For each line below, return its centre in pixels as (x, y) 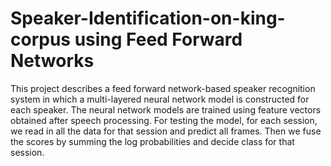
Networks (52, 61)
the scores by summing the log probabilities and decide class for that (152, 141)
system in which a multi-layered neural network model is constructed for (160, 99)
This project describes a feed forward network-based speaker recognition (163, 88)
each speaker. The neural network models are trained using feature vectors (166, 109)
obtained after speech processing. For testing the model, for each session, (164, 120)
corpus (41, 39)
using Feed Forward (158, 39)
